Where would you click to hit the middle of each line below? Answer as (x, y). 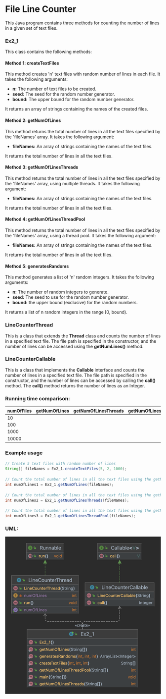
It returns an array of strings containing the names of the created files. (77, 109)
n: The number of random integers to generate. (60, 292)
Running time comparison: (38, 398)
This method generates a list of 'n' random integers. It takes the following (80, 277)
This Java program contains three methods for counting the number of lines (82, 23)
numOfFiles (20, 411)
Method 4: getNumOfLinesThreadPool (45, 219)
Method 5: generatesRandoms (37, 266)
